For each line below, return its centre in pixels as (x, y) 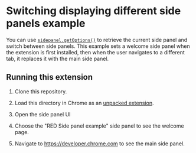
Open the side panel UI (43, 114)
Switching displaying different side (94, 11)
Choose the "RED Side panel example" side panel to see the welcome (99, 126)
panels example (46, 23)
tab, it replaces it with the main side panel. (58, 58)
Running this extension (50, 77)
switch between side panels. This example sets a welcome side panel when (98, 46)
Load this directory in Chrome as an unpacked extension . (84, 103)
